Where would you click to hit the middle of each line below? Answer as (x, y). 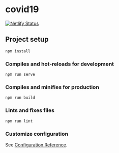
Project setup (27, 39)
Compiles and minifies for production (52, 87)
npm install (18, 51)
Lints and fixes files (30, 110)
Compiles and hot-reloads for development (60, 64)
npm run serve (20, 75)
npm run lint (19, 121)
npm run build (20, 98)
